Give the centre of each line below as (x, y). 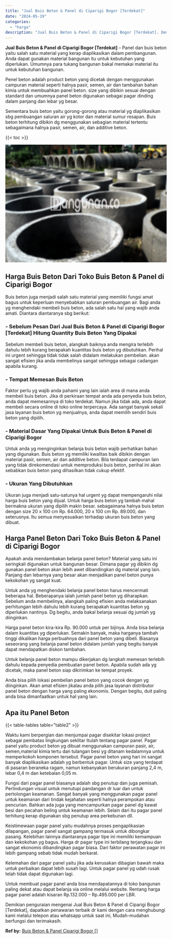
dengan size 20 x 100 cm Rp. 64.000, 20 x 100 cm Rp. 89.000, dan (76, 511)
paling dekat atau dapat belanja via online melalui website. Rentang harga (83, 889)
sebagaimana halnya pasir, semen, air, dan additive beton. (67, 128)
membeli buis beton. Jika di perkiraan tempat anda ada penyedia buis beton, (86, 396)
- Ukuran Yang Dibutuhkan (39, 484)
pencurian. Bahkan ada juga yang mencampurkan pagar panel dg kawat (81, 805)
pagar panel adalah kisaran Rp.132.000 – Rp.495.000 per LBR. (71, 895)
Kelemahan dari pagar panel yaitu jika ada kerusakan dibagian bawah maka (85, 863)
